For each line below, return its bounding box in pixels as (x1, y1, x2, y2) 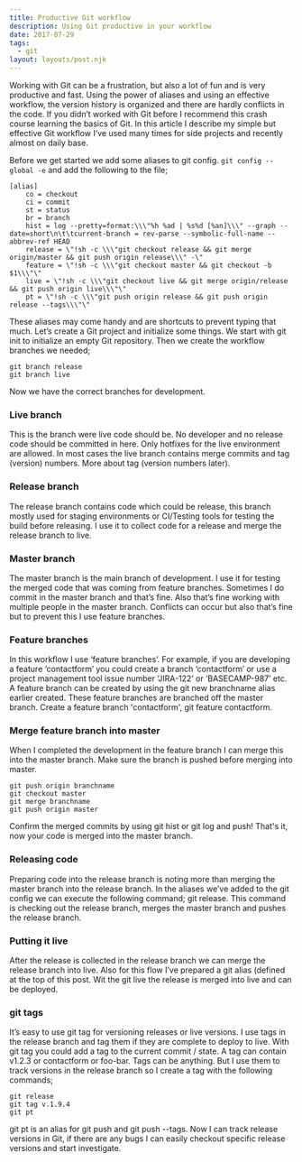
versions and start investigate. (9, 1143, 122, 1154)
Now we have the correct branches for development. (9, 386, 206, 397)
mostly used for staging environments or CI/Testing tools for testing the (9, 511, 275, 521)
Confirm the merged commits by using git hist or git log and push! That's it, (9, 821, 288, 832)
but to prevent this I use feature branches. (9, 611, 165, 622)
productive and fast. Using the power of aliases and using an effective (9, 89, 270, 100)
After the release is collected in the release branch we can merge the (9, 955, 266, 966)
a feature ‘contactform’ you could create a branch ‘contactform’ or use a (9, 664, 277, 675)
